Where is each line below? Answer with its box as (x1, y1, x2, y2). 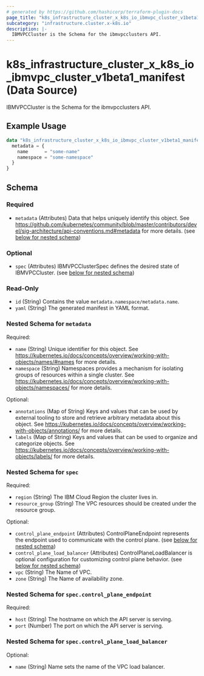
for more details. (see (141, 227, 195, 234)
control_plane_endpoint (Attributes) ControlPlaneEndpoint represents (15, 530, 189, 537)
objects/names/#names (15, 358, 75, 365)
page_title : (6, 15, 36, 21)
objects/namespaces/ (15, 384, 70, 391)
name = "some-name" (17, 148, 80, 155)
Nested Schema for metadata (6, 319, 92, 328)
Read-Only (6, 284, 39, 293)
